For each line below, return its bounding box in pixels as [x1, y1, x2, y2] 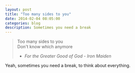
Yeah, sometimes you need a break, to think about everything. [5, 63, 131, 69]
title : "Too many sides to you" [5, 12, 71, 17]
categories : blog [5, 20, 41, 26]
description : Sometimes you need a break [5, 25, 91, 30]
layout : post [5, 7, 32, 12]
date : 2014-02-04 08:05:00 [5, 16, 60, 21]
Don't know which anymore [17, 44, 73, 50]
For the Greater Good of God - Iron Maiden [24, 53, 111, 59]
